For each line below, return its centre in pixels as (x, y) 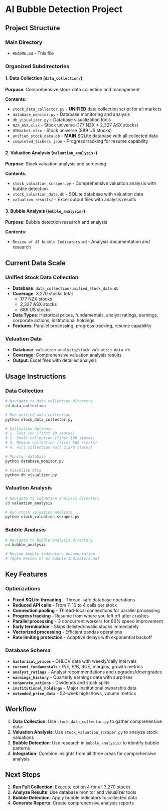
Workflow (21, 709)
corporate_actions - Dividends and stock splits (61, 683)
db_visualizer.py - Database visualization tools (62, 120)
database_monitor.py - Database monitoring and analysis (71, 114)
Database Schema (28, 650)
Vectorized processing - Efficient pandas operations (67, 632)
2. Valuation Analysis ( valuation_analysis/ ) (51, 153)
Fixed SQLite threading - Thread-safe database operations (74, 600)
